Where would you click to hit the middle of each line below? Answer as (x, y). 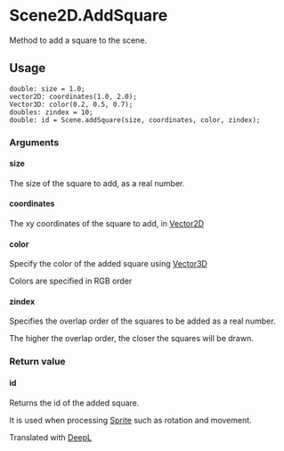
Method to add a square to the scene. (78, 40)
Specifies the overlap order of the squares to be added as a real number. (142, 321)
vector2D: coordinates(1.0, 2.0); (73, 96)
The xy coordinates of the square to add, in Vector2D (107, 224)
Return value (37, 362)
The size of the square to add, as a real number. (97, 183)
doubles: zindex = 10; (51, 112)
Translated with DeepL (50, 437)
